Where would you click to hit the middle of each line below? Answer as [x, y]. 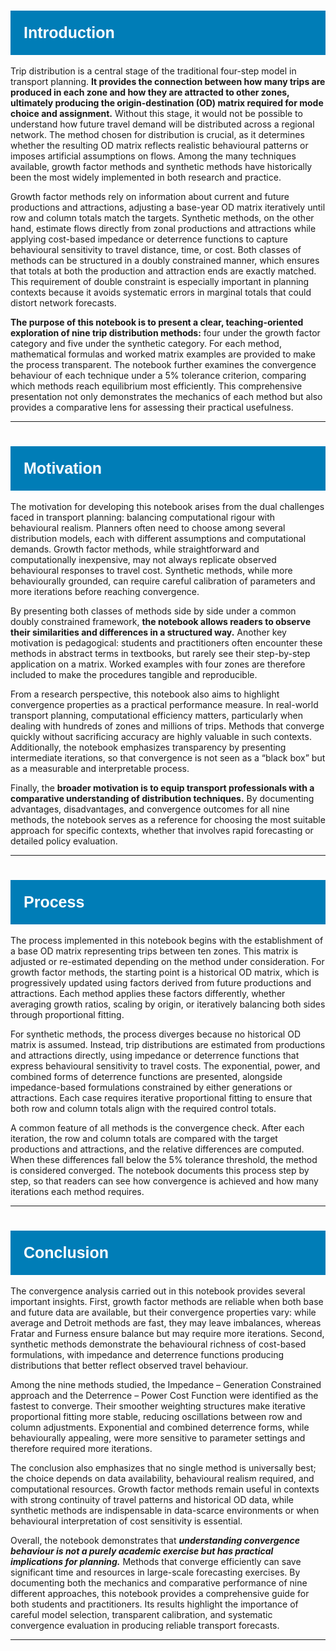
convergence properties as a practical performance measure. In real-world [164, 704]
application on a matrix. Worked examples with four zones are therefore [158, 664]
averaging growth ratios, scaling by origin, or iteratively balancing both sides [168, 1004]
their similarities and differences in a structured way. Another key [148, 632]
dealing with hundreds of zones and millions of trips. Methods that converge [167, 726]
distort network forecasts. [63, 302]
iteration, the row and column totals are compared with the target [144, 1138]
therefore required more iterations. [81, 1448]
